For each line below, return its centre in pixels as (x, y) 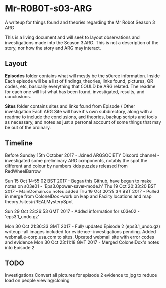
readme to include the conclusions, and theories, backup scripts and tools (81, 117)
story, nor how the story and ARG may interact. (53, 48)
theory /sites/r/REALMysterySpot (39, 201)
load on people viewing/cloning (37, 280)
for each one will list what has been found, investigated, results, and (75, 91)
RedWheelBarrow (23, 171)
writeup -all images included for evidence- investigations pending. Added (81, 231)
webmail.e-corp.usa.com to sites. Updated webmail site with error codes (80, 237)
